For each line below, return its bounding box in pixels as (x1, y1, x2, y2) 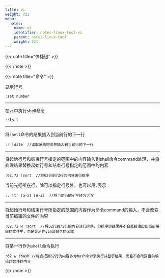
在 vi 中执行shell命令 (5, 107, 45, 113)
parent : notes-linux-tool (14, 35, 67, 40)
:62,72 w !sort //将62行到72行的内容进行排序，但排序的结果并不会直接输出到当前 (5, 224, 156, 229)
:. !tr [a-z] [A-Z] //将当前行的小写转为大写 (5, 193, 94, 198)
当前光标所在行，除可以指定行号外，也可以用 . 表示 (5, 182, 107, 188)
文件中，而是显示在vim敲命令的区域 (12, 229, 74, 234)
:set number (5, 94, 29, 99)
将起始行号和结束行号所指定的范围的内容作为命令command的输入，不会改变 (5, 207, 159, 212)
